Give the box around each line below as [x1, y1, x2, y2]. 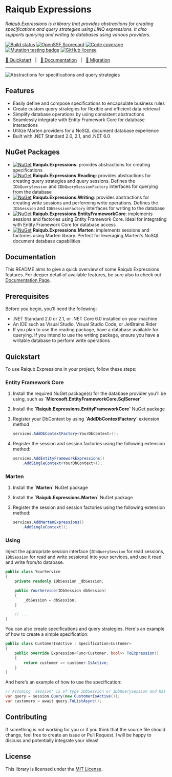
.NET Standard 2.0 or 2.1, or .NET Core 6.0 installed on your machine [12, 316, 158, 322]
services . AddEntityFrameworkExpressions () [12, 456, 105, 461]
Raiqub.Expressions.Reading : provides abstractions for [32, 172, 152, 178]
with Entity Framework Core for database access [12, 221, 116, 228]
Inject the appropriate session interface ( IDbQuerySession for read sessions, [5, 548, 165, 555]
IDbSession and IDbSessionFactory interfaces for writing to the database [12, 205, 165, 211]
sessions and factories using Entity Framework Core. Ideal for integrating [12, 216, 167, 222]
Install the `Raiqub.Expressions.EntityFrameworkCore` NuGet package [12, 406, 165, 412]
